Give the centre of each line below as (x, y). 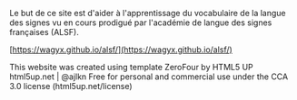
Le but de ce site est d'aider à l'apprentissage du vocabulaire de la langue (148, 13)
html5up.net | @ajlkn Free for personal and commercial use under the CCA (149, 77)
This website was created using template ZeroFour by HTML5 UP (132, 67)
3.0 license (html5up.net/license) (71, 86)
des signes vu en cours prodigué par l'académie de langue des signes (141, 23)
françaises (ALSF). (44, 32)
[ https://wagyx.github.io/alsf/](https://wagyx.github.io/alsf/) (121, 50)
